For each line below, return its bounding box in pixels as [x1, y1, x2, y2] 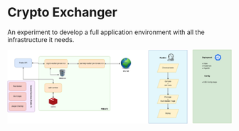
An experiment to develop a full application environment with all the [7, 28, 205, 36]
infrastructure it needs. [7, 35, 75, 43]
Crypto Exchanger [7, 4, 117, 21]
